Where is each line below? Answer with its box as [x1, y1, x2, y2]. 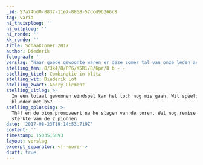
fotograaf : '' [6, 54, 42, 60]
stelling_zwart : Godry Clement [6, 82, 85, 88]
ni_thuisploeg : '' [6, 20, 53, 26]
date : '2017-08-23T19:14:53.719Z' [6, 121, 94, 128]
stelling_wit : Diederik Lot [6, 76, 77, 82]
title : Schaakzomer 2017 [6, 43, 69, 49]
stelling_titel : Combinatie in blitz [6, 71, 101, 77]
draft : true [6, 149, 36, 155]
